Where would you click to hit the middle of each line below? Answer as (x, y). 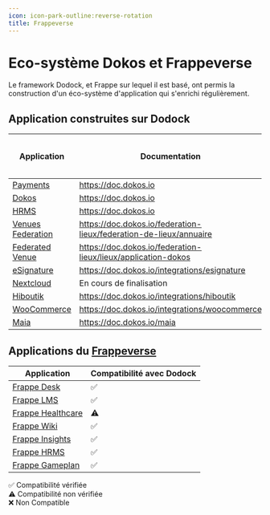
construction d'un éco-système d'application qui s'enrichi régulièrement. (129, 94)
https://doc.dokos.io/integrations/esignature (162, 270)
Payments (31, 185)
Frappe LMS (35, 400)
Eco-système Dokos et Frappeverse (130, 63)
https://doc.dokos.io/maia (128, 322)
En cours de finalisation (123, 283)
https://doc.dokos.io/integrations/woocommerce (171, 310)
